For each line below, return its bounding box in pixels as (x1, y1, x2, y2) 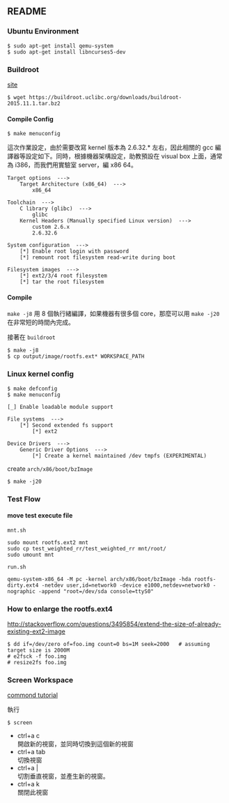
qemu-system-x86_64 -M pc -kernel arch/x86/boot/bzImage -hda (7, 576, 191, 583)
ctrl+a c (17, 732, 40, 740)
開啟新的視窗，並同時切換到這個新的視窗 (17, 740, 134, 749)
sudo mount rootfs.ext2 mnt (7, 539, 89, 546)
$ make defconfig (7, 385, 58, 392)
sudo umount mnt (7, 551, 54, 558)
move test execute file (7, 511, 73, 520)
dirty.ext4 (7, 582, 39, 589)
